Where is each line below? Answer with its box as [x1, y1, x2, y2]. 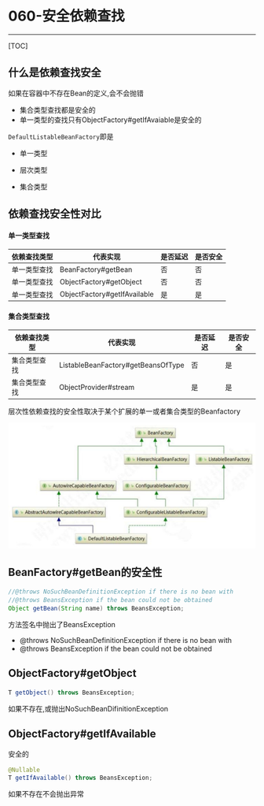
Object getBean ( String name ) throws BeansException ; [8, 604, 185, 613]
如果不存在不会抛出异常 [8, 789, 84, 799]
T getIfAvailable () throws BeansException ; [8, 774, 153, 782]
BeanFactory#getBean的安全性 [8, 565, 163, 579]
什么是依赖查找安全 [8, 66, 101, 80]
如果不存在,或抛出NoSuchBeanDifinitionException [8, 704, 169, 713]
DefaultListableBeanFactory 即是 [8, 132, 114, 141]
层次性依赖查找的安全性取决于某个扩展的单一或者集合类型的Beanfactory [8, 407, 241, 416]
